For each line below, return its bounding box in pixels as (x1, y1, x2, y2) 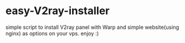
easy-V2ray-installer (5, 4, 110, 18)
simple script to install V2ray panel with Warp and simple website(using (5, 24, 180, 31)
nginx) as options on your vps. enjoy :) (5, 29, 99, 37)
